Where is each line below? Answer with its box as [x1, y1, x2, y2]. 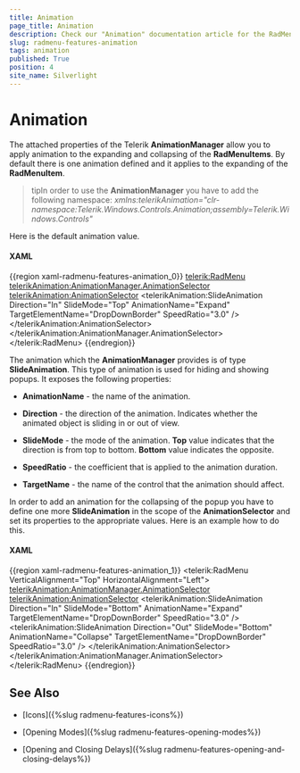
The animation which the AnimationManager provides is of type [9, 354, 246, 365]
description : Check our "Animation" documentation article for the [9, 29, 266, 38]
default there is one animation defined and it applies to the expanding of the [9, 158, 288, 169]
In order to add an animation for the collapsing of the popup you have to [9, 496, 274, 507]
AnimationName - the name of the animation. [21, 390, 191, 402]
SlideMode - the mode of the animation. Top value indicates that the [21, 435, 275, 445]
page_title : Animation [9, 21, 94, 30]
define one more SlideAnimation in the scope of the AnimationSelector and [9, 505, 291, 516]
